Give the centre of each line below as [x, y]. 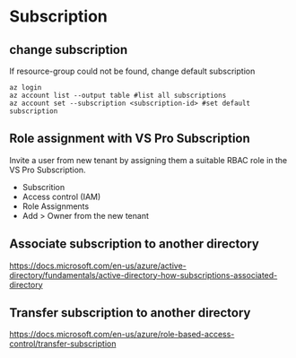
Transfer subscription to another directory [130, 313]
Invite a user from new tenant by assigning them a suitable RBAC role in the [148, 160]
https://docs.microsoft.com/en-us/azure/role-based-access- [122, 335]
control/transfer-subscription [63, 344]
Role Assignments [56, 206]
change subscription [69, 50]
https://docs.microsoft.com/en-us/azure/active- [98, 266]
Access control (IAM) [61, 196]
